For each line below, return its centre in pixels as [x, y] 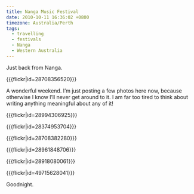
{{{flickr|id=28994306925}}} [42, 115]
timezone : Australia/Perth [40, 23]
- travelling [28, 34]
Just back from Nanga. [34, 67]
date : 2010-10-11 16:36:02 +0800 [48, 17]
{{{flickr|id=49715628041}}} [41, 173]
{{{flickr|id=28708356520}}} [41, 79]
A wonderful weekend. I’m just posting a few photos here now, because [94, 91]
